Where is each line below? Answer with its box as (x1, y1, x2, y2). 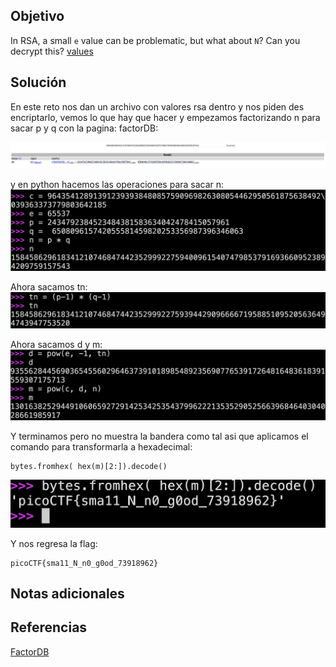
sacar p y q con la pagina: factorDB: (10, 122, 159, 134)
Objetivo (10, 8, 65, 25)
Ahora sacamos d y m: (10, 339, 103, 351)
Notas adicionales (10, 585, 125, 602)
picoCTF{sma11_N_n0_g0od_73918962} (10, 558, 159, 568)
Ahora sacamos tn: (10, 281, 88, 293)
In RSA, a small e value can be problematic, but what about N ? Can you (10, 34, 301, 46)
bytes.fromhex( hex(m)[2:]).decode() (10, 461, 168, 471)
